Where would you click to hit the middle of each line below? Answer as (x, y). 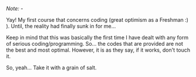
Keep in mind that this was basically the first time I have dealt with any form (97, 37)
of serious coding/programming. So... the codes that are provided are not (95, 44)
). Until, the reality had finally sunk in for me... (61, 26)
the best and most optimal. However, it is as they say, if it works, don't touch (98, 50)
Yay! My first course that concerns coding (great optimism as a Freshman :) (97, 20)
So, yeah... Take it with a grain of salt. (51, 68)
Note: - (15, 9)
